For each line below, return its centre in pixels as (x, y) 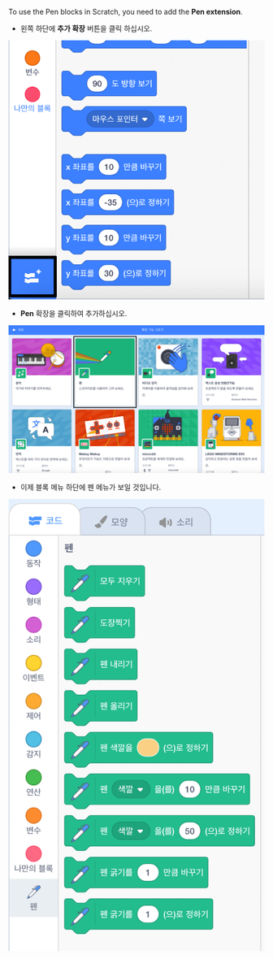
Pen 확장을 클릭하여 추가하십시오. (74, 314)
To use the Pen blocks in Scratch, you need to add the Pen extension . (126, 12)
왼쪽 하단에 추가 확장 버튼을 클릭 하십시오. (86, 28)
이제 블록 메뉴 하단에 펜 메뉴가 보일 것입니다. (91, 488)
